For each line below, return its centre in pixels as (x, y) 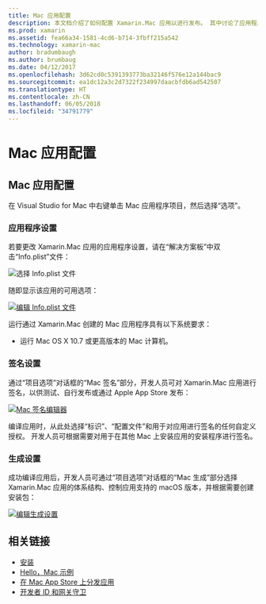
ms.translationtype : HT (47, 89)
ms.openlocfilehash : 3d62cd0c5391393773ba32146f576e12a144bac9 (115, 75)
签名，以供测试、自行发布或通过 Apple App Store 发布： (99, 392)
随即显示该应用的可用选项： (53, 290)
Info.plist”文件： (44, 257)
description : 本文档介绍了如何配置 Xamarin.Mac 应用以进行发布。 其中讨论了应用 (130, 23)
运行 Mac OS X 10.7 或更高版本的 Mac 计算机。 (96, 341)
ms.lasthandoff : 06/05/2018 (55, 104)
